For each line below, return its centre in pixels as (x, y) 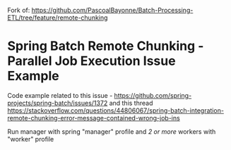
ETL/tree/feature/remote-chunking (58, 18)
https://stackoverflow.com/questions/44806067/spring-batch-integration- (116, 110)
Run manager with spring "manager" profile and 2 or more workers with (112, 131)
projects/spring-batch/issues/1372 (58, 103)
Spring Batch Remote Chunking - (106, 46)
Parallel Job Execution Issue (91, 61)
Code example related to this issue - (60, 95)
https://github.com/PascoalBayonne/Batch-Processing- (112, 10)
